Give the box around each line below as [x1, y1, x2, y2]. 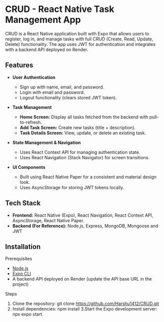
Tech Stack [5, 199, 41, 208]
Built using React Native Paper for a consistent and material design [19, 174, 157, 180]
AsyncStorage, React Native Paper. [12, 217, 84, 223]
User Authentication [12, 74, 56, 80]
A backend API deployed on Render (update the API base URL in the [12, 276, 152, 282]
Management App [5, 14, 81, 25]
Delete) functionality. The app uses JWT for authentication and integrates [5, 41, 156, 47]
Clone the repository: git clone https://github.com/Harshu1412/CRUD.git [12, 301, 159, 307]
